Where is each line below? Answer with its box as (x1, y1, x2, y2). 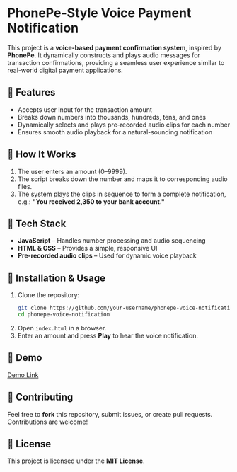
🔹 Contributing (7, 391, 74, 403)
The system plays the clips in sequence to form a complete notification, (17, 190, 226, 198)
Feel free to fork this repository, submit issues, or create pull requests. (7, 410, 213, 418)
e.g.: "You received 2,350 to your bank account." (17, 197, 165, 206)
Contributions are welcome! (7, 418, 88, 426)
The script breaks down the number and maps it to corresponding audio (17, 175, 228, 183)
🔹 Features (7, 86, 56, 98)
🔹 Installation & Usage (7, 272, 106, 284)
